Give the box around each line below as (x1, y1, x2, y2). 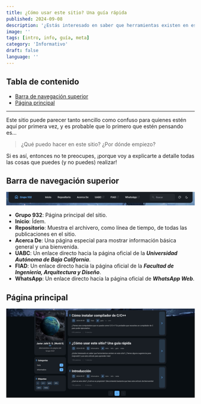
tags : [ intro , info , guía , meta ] (6, 35, 90, 41)
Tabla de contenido (6, 77, 80, 87)
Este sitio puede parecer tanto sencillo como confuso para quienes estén (6, 116, 187, 123)
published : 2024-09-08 (6, 16, 63, 22)
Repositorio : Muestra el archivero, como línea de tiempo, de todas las (14, 224, 187, 232)
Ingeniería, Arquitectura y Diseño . (14, 269, 102, 276)
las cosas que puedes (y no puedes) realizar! (6, 159, 118, 166)
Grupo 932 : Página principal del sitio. (14, 211, 108, 218)
